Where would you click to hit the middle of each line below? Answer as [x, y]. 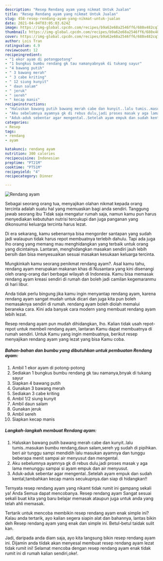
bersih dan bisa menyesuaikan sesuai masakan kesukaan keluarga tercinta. [80, 254]
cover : [12, 37]
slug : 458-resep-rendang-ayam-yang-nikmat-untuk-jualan [63, 18]
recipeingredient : [24, 55]
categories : [17, 122]
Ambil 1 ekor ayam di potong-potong [48, 368]
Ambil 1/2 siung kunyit [34, 399]
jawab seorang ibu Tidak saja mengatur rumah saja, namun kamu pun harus [81, 214]
